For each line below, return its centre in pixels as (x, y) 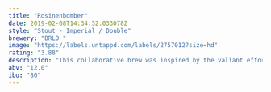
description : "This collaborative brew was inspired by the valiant (126, 61)
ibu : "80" (25, 75)
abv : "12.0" (28, 68)
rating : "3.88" (34, 53)
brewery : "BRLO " (38, 38)
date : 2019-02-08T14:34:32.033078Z (68, 23)
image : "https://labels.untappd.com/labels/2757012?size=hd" (113, 46)
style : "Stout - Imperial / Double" (70, 30)
